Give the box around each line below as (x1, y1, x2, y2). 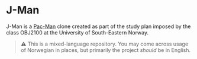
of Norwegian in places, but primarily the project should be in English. (20, 46, 191, 53)
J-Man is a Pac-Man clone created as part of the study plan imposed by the (6, 23, 191, 30)
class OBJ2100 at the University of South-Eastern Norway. (6, 29, 149, 36)
